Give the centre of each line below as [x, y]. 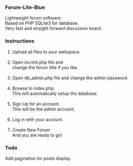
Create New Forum [31, 130]
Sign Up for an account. [36, 104]
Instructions [20, 41]
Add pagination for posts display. [38, 158]
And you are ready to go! [37, 135]
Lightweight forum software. [33, 18]
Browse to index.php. [33, 88]
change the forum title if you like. [45, 67]
